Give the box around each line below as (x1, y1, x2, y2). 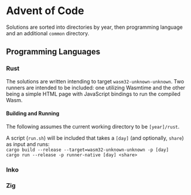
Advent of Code (6, 4, 84, 18)
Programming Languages (6, 47, 101, 57)
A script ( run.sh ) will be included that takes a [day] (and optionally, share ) (6, 134, 185, 142)
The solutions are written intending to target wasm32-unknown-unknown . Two (6, 78, 185, 85)
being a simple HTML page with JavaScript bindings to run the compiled (6, 90, 180, 97)
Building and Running (6, 110, 60, 117)
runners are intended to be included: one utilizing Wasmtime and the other (6, 84, 186, 91)
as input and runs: (6, 140, 50, 147)
